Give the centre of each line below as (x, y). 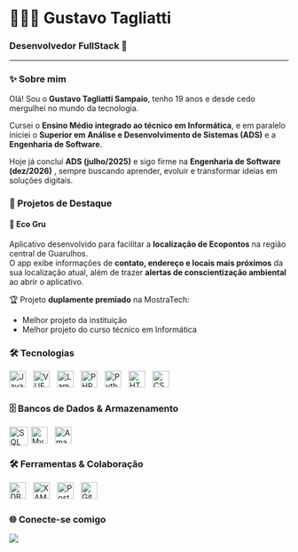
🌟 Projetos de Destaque (61, 203)
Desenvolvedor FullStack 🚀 (68, 46)
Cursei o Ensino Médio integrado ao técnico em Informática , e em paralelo (148, 125)
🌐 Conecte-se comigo (58, 519)
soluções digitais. (41, 180)
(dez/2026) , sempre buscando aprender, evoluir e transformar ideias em (143, 170)
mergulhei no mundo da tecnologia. (74, 108)
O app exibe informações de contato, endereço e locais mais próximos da (146, 263)
